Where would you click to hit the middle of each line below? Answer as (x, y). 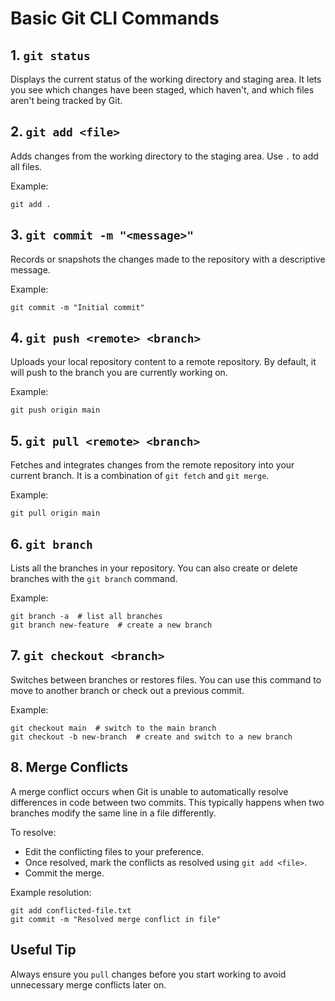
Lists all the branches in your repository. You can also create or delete (154, 568)
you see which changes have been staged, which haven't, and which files (162, 90)
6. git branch (51, 543)
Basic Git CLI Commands (115, 18)
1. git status (50, 55)
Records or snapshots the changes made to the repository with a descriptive (168, 259)
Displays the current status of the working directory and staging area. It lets (166, 79)
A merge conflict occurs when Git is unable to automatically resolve (149, 791)
